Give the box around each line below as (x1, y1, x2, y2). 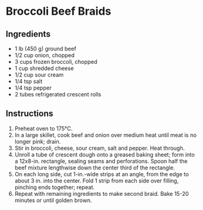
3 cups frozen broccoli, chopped (14, 58, 98, 65)
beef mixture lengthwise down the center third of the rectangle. (14, 164, 175, 171)
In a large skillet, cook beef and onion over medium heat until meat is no (14, 131, 197, 139)
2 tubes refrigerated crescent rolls (14, 91, 102, 98)
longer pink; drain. (14, 138, 61, 145)
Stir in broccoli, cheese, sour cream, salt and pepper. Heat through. (14, 144, 185, 152)
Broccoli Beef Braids (6, 4, 112, 18)
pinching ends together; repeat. (14, 183, 95, 191)
